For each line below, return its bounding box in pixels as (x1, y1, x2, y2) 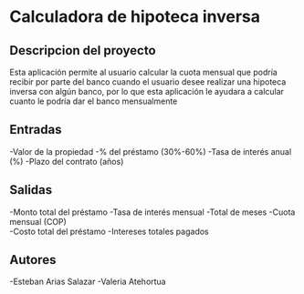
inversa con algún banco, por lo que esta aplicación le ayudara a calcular (9, 86, 285, 96)
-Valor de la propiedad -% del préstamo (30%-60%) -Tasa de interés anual (9, 146, 292, 157)
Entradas (9, 122, 62, 137)
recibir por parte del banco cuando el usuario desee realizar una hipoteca (9, 76, 287, 87)
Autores (9, 252, 57, 268)
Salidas (9, 182, 53, 198)
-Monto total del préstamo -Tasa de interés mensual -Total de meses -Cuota (9, 207, 296, 218)
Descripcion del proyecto (9, 43, 157, 58)
